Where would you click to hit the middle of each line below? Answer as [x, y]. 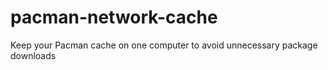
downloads [33, 55]
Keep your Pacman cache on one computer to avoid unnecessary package [164, 45]
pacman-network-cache [114, 17]
